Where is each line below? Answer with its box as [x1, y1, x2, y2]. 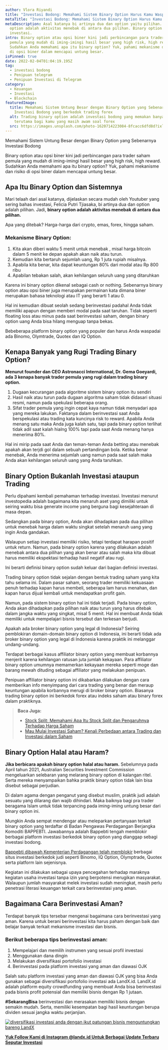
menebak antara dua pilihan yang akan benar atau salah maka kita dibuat [5, 550, 156, 556]
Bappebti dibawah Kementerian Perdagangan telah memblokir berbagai [5, 849, 152, 855]
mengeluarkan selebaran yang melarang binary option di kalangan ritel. [5, 772, 152, 778]
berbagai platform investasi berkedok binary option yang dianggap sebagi [5, 834, 157, 840]
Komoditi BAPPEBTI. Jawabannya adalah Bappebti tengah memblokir [5, 829, 147, 835]
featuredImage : [5, 101, 37, 106]
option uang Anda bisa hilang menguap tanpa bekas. [5, 318, 114, 324]
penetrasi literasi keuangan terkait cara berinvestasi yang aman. [5, 885, 137, 891]
